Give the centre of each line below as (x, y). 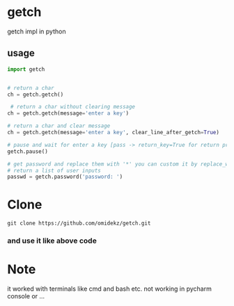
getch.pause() (28, 151)
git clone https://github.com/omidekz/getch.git (79, 223)
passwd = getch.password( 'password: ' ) (65, 177)
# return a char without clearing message (73, 107)
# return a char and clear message (59, 126)
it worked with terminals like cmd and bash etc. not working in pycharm (110, 289)
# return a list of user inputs (54, 170)
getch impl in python (37, 31)
